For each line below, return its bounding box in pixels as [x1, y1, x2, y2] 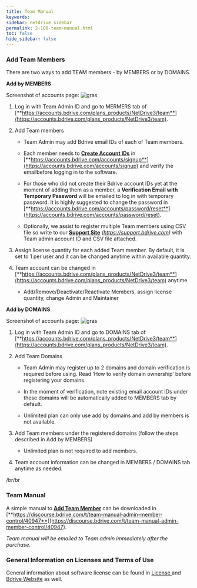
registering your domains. [23, 376, 86, 384]
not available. [23, 418, 56, 425]
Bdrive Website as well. [6, 575, 63, 582]
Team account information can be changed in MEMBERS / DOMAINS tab [14, 459, 191, 466]
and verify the [139, 163, 173, 170]
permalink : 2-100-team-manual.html [6, 25, 94, 31]
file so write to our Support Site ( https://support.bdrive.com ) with [23, 229, 182, 236]
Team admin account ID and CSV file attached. [23, 235, 137, 242]
